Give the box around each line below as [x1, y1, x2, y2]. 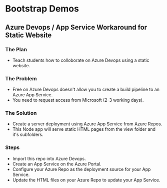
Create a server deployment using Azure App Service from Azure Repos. [12, 121, 162, 127]
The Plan [5, 46, 27, 53]
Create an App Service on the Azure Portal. [12, 161, 101, 167]
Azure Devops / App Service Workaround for [5, 23, 147, 32]
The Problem [5, 75, 37, 82]
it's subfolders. [12, 131, 43, 138]
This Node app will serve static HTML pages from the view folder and [12, 126, 156, 132]
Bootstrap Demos [5, 3, 79, 15]
